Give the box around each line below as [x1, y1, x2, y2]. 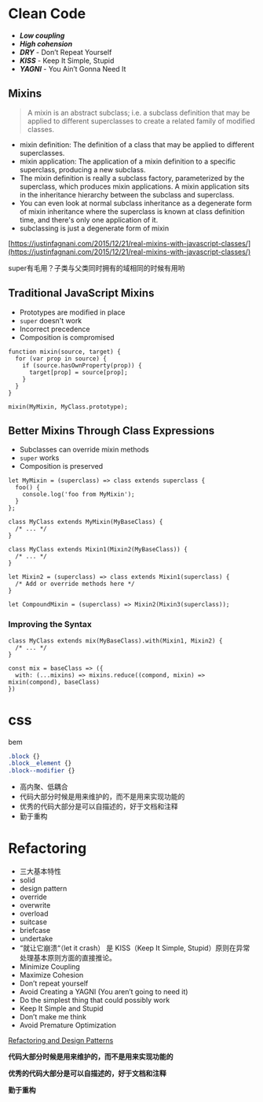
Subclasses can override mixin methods [19, 445, 149, 455]
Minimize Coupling [19, 962, 80, 971]
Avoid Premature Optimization [19, 1020, 116, 1030]
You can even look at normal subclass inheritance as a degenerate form [19, 198, 253, 208]
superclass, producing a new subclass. [19, 164, 146, 174]
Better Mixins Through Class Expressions [8, 424, 215, 437]
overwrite [19, 901, 51, 910]
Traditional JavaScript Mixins [8, 286, 155, 300]
